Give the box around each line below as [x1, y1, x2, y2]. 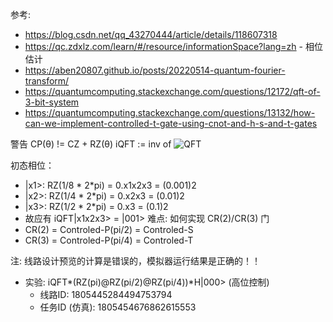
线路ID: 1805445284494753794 [39, 289, 173, 300]
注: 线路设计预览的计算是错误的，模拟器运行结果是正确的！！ [10, 255, 261, 267]
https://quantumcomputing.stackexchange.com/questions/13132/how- [24, 107, 316, 118]
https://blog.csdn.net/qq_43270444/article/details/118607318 [24, 29, 278, 40]
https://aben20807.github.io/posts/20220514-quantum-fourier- [24, 64, 286, 76]
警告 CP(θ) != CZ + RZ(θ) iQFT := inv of [10, 138, 172, 150]
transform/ [24, 75, 70, 87]
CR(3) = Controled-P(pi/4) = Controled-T [24, 234, 194, 246]
